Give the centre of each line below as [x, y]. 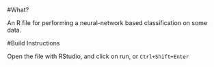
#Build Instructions [34, 43]
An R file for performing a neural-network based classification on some [107, 23]
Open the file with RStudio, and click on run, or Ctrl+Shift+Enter [98, 56]
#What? [18, 10]
